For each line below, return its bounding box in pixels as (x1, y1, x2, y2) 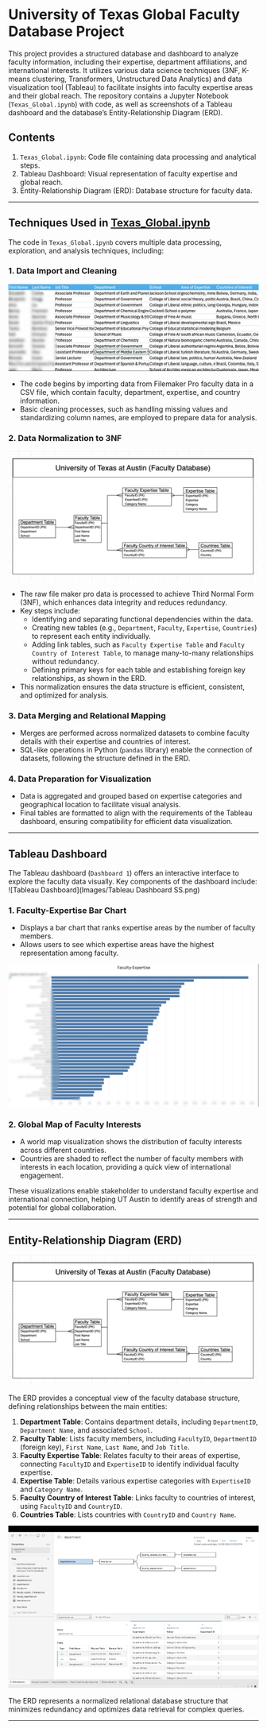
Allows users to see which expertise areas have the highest (19, 940, 215, 950)
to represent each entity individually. (31, 631, 151, 640)
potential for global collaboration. (8, 1203, 117, 1213)
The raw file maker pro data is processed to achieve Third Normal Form (19, 589, 254, 598)
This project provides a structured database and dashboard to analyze (8, 48, 239, 58)
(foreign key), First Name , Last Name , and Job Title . (19, 1442, 190, 1452)
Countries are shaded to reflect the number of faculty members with (19, 1154, 244, 1163)
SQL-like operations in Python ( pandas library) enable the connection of (19, 745, 253, 755)
